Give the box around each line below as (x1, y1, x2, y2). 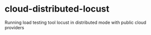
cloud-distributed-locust (4, 3, 110, 15)
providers (4, 24, 24, 30)
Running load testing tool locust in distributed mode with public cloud (4, 19, 147, 25)
